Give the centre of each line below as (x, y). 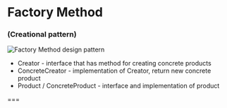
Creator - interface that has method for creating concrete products (114, 64)
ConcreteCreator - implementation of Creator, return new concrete (114, 71)
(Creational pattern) (42, 35)
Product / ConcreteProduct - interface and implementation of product (118, 86)
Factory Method (55, 12)
